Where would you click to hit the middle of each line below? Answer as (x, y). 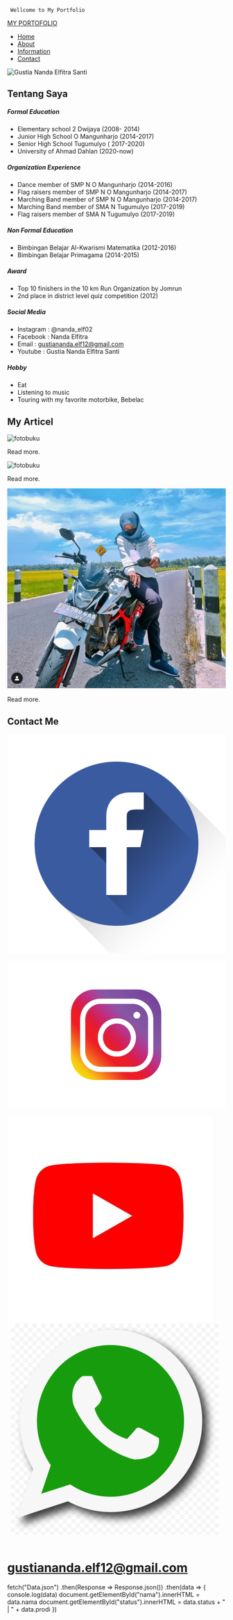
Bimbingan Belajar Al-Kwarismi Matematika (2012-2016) (97, 248)
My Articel (30, 422)
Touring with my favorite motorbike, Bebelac (80, 400)
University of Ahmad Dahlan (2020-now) (75, 152)
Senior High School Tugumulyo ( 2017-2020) (81, 144)
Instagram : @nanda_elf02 (55, 329)
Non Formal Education (40, 230)
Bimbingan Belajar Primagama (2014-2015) (78, 255)
